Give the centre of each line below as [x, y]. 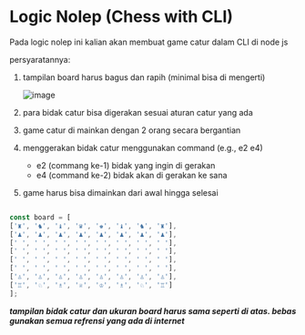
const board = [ [40, 217]
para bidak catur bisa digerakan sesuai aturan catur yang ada [137, 112]
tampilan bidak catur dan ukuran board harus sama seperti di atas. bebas [153, 310]
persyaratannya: [40, 59]
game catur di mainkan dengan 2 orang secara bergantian [132, 130]
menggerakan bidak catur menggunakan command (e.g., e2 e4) [143, 147]
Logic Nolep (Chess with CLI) [122, 17]
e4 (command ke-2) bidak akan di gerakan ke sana [132, 175]
